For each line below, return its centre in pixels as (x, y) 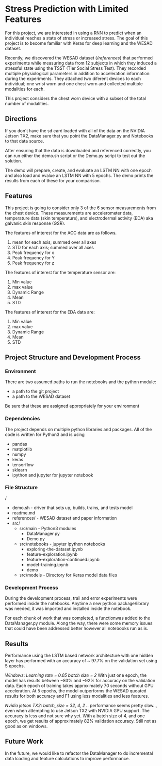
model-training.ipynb (48, 565)
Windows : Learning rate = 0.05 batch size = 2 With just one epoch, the (76, 675)
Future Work (24, 741)
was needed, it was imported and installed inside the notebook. (68, 609)
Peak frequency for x (33, 253)
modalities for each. (25, 89)
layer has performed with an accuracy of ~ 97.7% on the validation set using (81, 660)
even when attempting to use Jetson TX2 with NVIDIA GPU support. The (77, 710)
